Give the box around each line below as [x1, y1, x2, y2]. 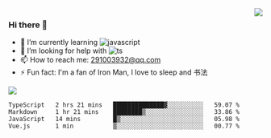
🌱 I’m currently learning [19, 38, 98, 47]
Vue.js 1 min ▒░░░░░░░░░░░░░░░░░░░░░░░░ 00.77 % [8, 122, 240, 131]
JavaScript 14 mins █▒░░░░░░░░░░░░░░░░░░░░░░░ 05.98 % [8, 116, 240, 124]
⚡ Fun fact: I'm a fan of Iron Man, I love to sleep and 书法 [19, 67, 208, 77]
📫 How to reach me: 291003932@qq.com [19, 55, 161, 65]
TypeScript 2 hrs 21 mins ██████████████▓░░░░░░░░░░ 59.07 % [8, 101, 240, 109]
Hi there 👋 [8, 19, 48, 30]
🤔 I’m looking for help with [19, 46, 107, 55]
